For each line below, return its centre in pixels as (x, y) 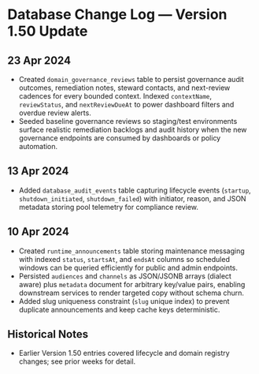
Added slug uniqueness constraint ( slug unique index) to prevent (124, 301)
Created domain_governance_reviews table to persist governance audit (131, 79)
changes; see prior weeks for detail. (77, 361)
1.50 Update (48, 31)
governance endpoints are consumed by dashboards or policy (120, 138)
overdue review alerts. (55, 113)
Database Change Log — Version (117, 15)
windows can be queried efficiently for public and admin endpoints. (128, 267)
